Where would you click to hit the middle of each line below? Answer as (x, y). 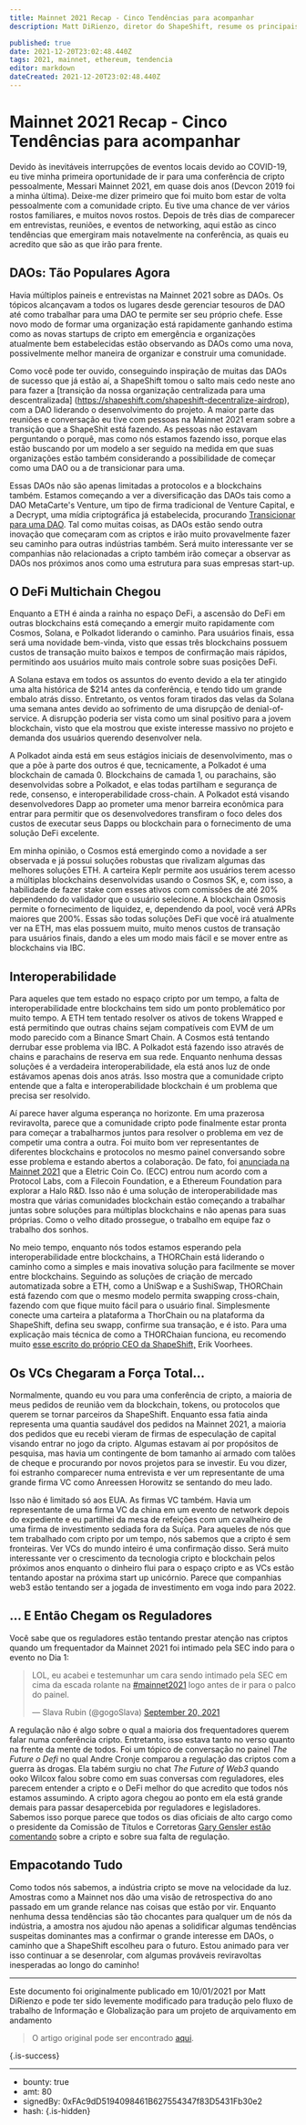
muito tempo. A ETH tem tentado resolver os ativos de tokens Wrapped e (147, 1018)
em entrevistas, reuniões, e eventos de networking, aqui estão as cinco (143, 225)
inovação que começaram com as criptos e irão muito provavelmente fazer (150, 534)
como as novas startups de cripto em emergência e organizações (133, 333)
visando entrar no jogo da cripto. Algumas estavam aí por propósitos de (144, 1444)
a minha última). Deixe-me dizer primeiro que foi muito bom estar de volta (148, 195)
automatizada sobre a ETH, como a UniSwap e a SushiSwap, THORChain (147, 1286)
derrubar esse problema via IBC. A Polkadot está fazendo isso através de (147, 1047)
